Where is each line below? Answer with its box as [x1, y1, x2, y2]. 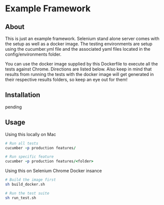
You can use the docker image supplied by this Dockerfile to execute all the [5, 61, 158, 67]
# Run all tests [5, 141, 38, 146]
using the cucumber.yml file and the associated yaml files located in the [5, 46, 151, 52]
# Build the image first [5, 177, 56, 182]
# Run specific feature [5, 154, 54, 159]
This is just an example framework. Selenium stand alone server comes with [5, 35, 160, 41]
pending [5, 104, 22, 110]
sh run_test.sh [5, 195, 36, 200]
